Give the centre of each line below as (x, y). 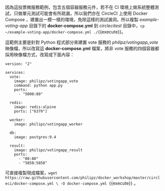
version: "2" (19, 64)
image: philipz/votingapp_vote (46, 81)
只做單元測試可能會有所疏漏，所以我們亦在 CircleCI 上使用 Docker (81, 13)
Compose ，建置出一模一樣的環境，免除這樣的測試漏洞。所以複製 (72, 19)
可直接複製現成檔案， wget (31, 173)
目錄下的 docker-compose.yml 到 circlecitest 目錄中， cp (87, 26)
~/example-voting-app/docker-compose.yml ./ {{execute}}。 (65, 32)
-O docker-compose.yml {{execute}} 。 (99, 183)
